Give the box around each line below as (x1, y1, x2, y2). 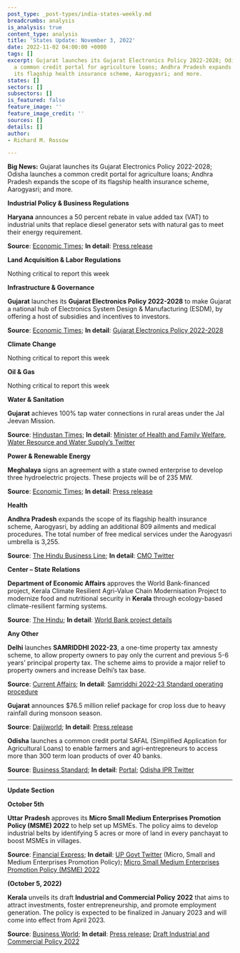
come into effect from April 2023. (7, 916, 106, 924)
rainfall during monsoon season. (7, 709, 102, 717)
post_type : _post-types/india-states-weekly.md (7, 10, 152, 18)
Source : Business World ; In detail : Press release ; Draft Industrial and (7, 929, 210, 939)
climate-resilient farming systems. (7, 602, 108, 610)
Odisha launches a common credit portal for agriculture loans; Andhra (7, 170, 214, 178)
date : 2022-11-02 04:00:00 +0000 (7, 44, 107, 51)
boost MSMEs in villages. (7, 837, 81, 845)
